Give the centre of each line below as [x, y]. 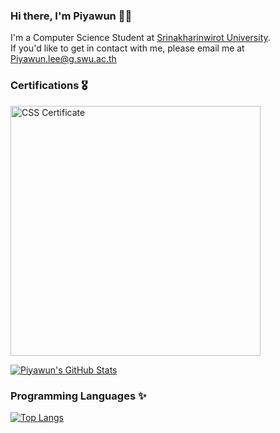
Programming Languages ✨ [78, 396]
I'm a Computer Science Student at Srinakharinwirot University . [140, 38]
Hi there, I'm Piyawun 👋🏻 [71, 16]
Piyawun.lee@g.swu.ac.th [63, 59]
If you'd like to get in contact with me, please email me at [127, 48]
